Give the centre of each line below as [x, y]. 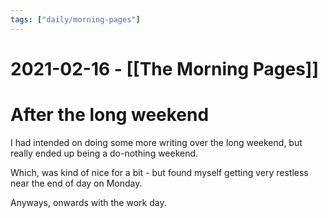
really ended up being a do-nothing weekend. [104, 153]
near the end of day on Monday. [76, 183]
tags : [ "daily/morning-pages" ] [75, 19]
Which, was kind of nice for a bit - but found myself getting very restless [159, 172]
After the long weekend [110, 115]
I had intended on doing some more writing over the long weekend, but [156, 142]
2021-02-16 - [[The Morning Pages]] [164, 68]
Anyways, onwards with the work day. [88, 202]
